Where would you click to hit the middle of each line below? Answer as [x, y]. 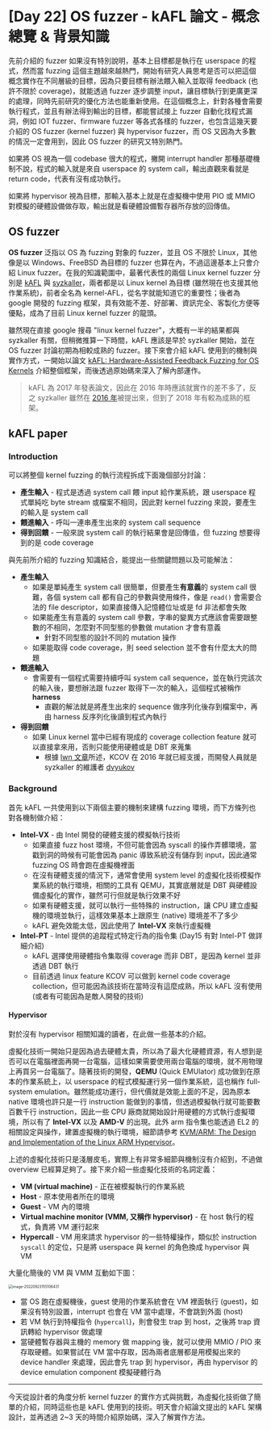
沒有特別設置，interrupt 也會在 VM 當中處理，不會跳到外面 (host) [135, 1311]
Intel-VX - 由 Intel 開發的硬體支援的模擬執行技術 [100, 834]
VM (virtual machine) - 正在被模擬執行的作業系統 [102, 1186]
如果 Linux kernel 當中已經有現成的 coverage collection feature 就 [141, 737]
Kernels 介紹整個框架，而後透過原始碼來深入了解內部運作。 [107, 370]
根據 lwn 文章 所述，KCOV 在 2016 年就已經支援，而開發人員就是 [151, 757]
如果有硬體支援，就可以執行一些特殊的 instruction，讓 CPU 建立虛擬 [145, 905]
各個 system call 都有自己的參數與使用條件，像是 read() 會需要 [151, 597]
